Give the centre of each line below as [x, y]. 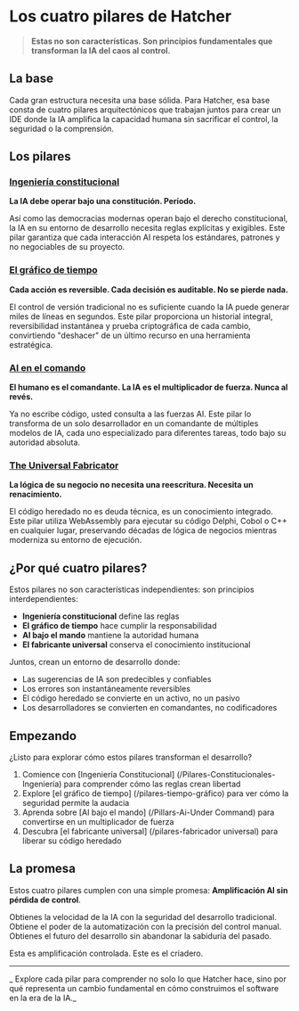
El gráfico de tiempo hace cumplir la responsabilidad [119, 626]
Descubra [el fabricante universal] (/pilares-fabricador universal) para [150, 831]
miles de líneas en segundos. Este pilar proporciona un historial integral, [141, 316]
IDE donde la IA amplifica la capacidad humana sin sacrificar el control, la [144, 119]
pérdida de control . [45, 900]
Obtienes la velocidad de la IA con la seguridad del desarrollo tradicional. [143, 916]
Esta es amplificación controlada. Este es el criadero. [106, 953]
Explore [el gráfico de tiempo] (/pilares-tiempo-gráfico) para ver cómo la [155, 793]
